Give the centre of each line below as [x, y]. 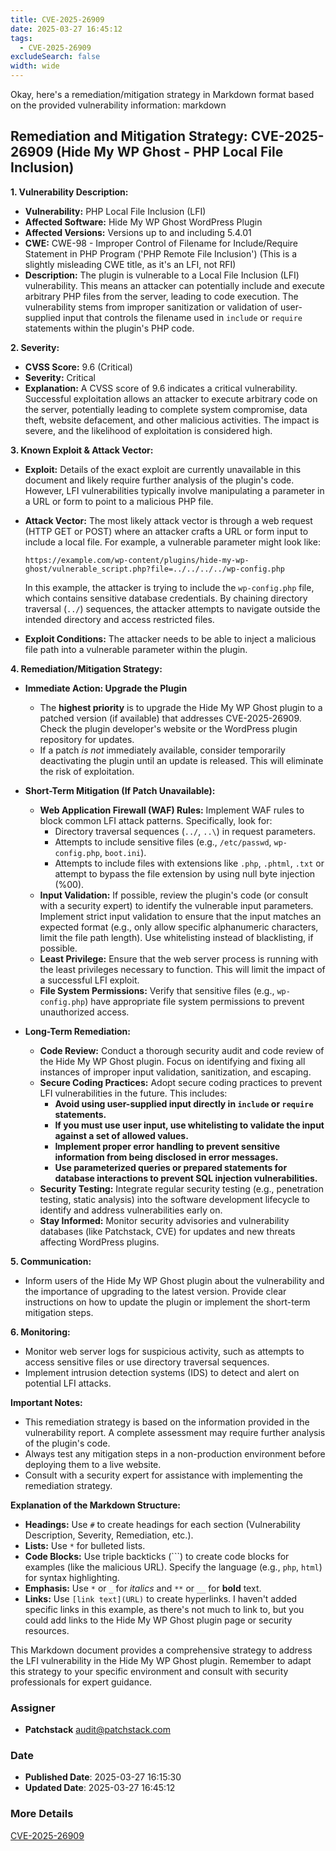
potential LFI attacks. [68, 1383]
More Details [42, 1814]
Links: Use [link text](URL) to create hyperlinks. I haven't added [161, 1598]
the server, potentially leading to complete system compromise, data [166, 409]
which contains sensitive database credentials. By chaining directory [166, 598]
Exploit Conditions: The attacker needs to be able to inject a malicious [170, 638]
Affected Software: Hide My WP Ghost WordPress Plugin [143, 222]
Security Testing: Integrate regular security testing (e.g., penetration [182, 1188]
